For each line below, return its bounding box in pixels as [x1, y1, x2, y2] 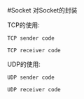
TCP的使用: [7, 21, 40, 29]
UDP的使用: [7, 60, 41, 68]
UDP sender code [7, 74, 55, 81]
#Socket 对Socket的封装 [7, 6, 78, 14]
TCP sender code [7, 35, 55, 42]
